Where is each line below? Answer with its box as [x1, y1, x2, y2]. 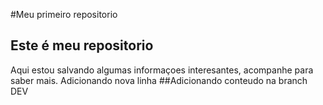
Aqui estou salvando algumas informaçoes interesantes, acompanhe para [10, 64, 314, 76]
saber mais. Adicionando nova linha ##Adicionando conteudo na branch [10, 74, 308, 86]
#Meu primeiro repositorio [10, 9, 118, 20]
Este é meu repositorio [10, 37, 154, 54]
